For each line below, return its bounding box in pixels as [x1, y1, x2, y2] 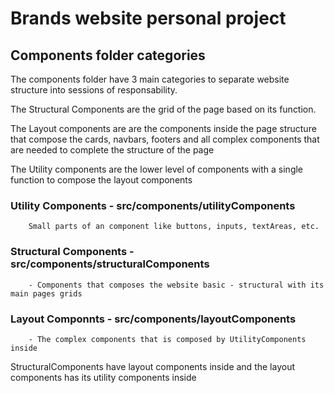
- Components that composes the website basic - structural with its [28, 280, 325, 290]
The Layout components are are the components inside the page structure [10, 123, 317, 134]
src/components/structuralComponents [10, 257, 210, 271]
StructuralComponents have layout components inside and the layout [10, 360, 295, 372]
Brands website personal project [10, 7, 287, 30]
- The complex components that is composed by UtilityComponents [28, 334, 307, 344]
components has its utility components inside [10, 371, 197, 383]
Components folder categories [10, 47, 206, 64]
